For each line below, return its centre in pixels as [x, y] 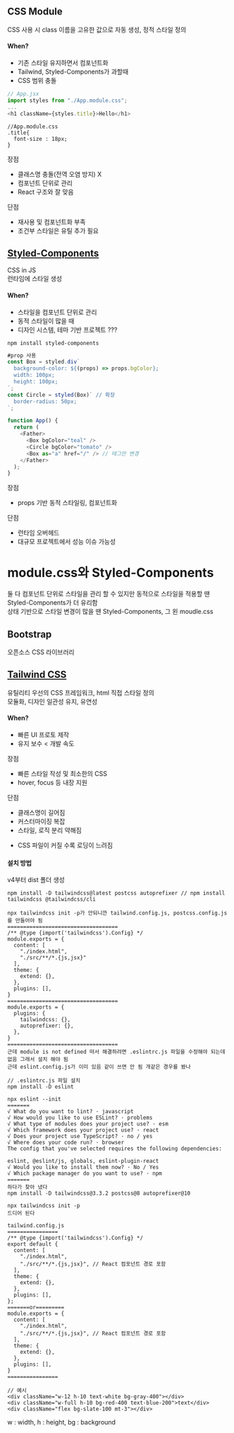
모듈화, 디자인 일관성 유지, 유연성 [53, 701]
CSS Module [35, 12]
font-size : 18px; [41, 139]
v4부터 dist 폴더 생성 [36, 880]
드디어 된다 [21, 1213]
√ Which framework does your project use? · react [83, 1130]
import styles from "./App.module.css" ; [68, 100]
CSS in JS [22, 270]
